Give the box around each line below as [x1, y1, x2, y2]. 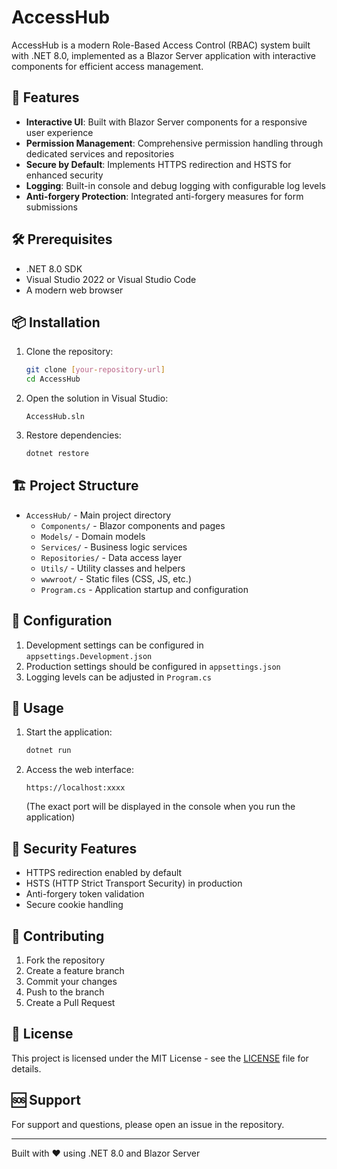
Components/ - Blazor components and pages [40, 519, 226, 531]
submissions [25, 201, 78, 213]
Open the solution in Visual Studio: [25, 392, 169, 405]
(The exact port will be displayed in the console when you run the [25, 801, 296, 813]
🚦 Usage [11, 700, 64, 717]
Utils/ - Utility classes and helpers [40, 562, 186, 574]
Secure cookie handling [25, 899, 124, 911]
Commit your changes [25, 975, 118, 987]
